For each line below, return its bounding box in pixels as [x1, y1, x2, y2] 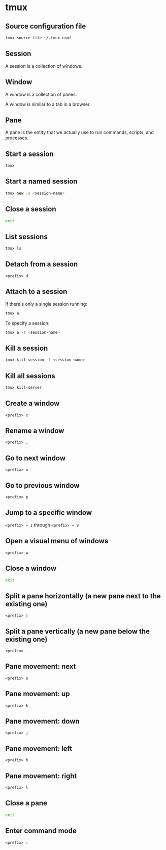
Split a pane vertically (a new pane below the [5, 627, 150, 635]
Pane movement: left [5, 744, 73, 753]
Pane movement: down [5, 717, 80, 726]
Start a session [5, 149, 54, 158]
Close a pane [5, 799, 47, 808]
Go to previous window [5, 481, 80, 490]
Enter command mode [5, 827, 77, 835]
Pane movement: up [5, 689, 70, 698]
